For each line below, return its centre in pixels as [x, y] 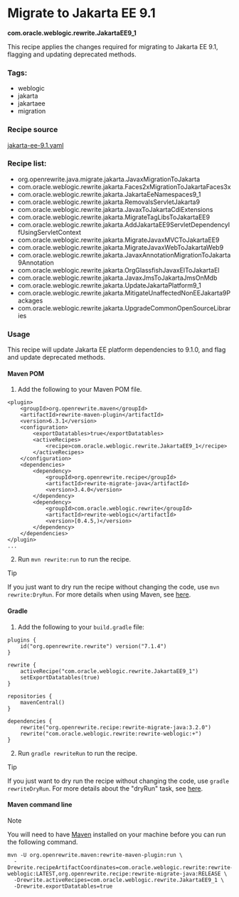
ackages [30, 300]
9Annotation [36, 263]
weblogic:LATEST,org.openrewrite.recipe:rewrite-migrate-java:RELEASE [114, 873]
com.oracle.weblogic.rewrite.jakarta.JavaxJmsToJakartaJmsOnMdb [117, 278]
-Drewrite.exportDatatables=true [63, 886]
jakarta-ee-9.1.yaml [36, 145]
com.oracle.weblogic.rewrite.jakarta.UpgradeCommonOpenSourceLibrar [124, 308]
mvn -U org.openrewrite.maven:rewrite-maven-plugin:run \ [95, 855]
